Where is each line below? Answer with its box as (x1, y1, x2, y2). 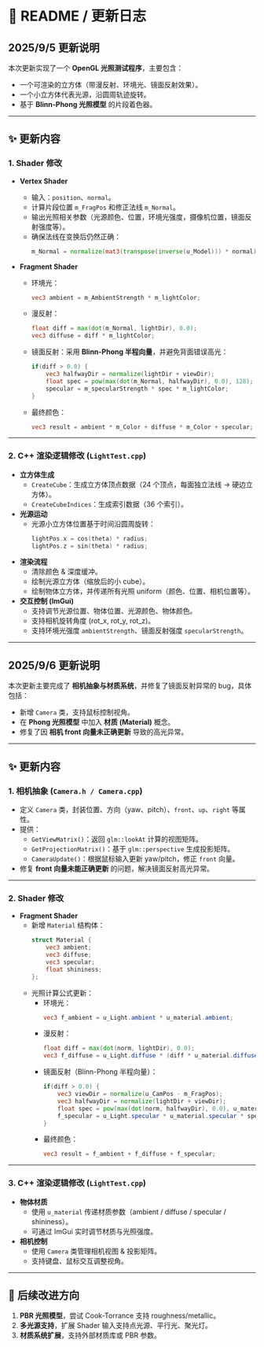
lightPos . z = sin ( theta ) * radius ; (31, 542, 148, 550)
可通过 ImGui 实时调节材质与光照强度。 (31, 1227, 158, 1236)
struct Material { (31, 936, 92, 944)
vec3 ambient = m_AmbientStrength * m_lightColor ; (31, 293, 201, 301)
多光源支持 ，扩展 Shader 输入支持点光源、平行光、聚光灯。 (19, 1321, 212, 1330)
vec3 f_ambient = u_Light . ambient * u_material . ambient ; (42, 1013, 234, 1021)
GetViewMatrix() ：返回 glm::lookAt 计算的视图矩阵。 (31, 834, 203, 843)
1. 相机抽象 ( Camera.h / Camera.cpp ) (8, 785, 143, 796)
